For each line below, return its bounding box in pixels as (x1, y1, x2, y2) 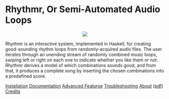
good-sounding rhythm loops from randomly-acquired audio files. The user (5, 46, 162, 52)
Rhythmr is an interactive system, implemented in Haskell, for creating (5, 41, 151, 47)
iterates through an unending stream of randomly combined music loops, (5, 51, 158, 57)
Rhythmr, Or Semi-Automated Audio (5, 4, 160, 15)
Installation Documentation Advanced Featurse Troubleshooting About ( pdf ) (5, 83, 163, 89)
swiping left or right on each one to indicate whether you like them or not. (5, 57, 158, 63)
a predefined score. (5, 73, 47, 79)
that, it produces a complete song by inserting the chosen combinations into (5, 68, 164, 74)
